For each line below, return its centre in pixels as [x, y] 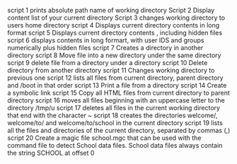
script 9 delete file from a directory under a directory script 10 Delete [108, 63]
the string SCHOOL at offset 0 [51, 153]
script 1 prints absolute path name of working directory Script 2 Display [111, 10]
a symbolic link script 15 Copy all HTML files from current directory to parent [118, 93]
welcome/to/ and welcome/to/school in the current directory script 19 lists [115, 123]
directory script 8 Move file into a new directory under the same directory [114, 55]
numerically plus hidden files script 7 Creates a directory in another [105, 48]
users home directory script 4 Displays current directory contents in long [114, 25]
